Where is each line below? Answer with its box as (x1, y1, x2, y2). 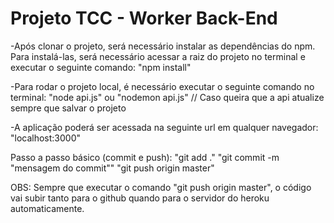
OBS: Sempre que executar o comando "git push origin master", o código (10, 181, 312, 193)
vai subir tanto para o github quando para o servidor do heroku (10, 192, 270, 204)
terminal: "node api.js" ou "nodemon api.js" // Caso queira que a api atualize (10, 91, 325, 103)
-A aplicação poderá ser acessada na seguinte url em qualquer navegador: (10, 121, 319, 133)
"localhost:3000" (10, 132, 82, 144)
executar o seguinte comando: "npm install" (10, 61, 192, 73)
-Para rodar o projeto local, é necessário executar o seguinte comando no (10, 80, 315, 92)
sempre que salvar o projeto (10, 102, 127, 114)
